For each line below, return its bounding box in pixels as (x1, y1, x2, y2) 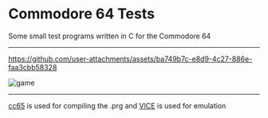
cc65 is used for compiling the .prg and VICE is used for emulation (8, 100, 227, 110)
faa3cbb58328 (8, 62, 57, 72)
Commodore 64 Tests (8, 5, 156, 23)
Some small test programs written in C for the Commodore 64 (8, 31, 211, 41)
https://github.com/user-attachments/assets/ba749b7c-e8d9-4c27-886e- (8, 53, 253, 64)
